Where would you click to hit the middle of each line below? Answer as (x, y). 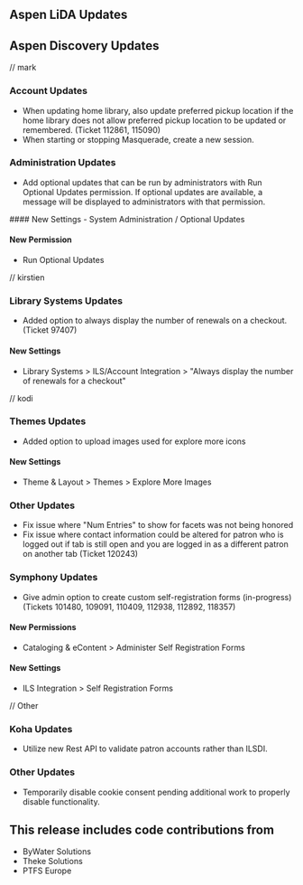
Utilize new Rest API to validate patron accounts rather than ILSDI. (145, 748)
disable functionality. (61, 801)
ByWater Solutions (57, 852)
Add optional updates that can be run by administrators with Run (142, 182)
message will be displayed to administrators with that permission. (144, 202)
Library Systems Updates (66, 300)
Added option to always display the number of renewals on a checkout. (155, 321)
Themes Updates (48, 421)
